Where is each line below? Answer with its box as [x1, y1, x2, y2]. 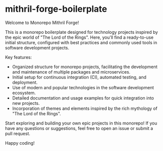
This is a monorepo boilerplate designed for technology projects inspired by [5, 29, 158, 35]
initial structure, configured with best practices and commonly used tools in [5, 39, 158, 45]
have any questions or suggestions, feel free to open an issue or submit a [5, 125, 153, 131]
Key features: [5, 54, 32, 60]
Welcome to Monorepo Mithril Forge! [5, 20, 79, 25]
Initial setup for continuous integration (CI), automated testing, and [12, 74, 147, 80]
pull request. [5, 130, 30, 136]
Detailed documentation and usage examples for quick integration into [12, 95, 154, 101]
